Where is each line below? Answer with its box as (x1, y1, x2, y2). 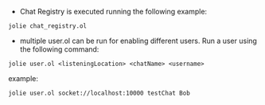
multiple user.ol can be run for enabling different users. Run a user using (19, 36, 257, 45)
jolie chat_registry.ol (8, 22, 88, 30)
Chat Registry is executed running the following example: (19, 7, 208, 16)
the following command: (19, 45, 99, 54)
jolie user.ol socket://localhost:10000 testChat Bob (8, 89, 191, 97)
